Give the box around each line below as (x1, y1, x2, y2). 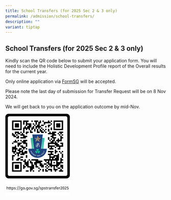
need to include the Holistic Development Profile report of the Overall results (5, 63, 166, 69)
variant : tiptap (5, 25, 40, 30)
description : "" (5, 19, 40, 24)
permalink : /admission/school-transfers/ (5, 13, 95, 19)
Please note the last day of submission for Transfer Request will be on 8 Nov (5, 88, 166, 95)
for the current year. (5, 69, 47, 75)
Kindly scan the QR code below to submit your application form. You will (5, 58, 157, 64)
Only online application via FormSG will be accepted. (5, 78, 116, 84)
